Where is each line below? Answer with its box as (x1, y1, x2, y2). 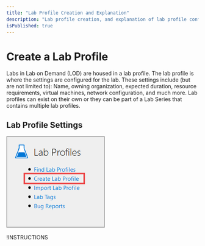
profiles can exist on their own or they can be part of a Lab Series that (6, 96, 182, 103)
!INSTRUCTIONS (6, 234, 48, 241)
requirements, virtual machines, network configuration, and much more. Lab (6, 89, 198, 97)
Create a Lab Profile (6, 49, 109, 63)
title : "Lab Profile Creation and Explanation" (6, 10, 130, 16)
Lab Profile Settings (6, 119, 83, 130)
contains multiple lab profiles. (6, 102, 81, 110)
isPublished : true (6, 23, 53, 29)
